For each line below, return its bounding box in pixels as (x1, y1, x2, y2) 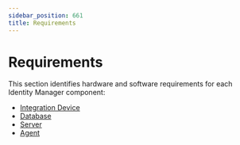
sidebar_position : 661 (8, 11, 83, 20)
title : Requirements (8, 19, 77, 27)
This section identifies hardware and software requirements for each (8, 79, 233, 89)
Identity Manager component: (8, 88, 106, 97)
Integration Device (19, 103, 81, 113)
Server (19, 120, 42, 129)
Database (19, 112, 52, 121)
